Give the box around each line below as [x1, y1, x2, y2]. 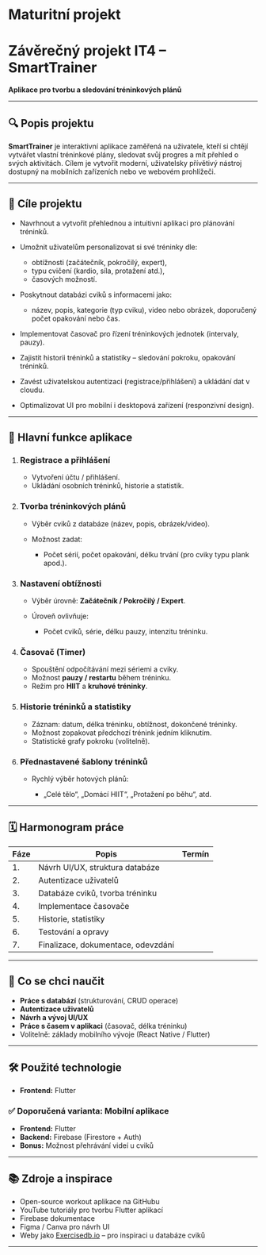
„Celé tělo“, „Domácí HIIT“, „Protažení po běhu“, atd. [43, 789, 212, 799]
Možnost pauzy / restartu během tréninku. [31, 673, 172, 683]
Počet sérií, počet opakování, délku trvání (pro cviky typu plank [43, 549, 249, 559]
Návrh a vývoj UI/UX [19, 1012, 89, 1022]
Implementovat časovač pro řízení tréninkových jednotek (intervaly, [19, 329, 239, 338]
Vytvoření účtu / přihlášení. [31, 472, 120, 482]
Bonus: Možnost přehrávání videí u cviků [19, 1141, 154, 1150]
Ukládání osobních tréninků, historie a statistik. [31, 481, 184, 491]
